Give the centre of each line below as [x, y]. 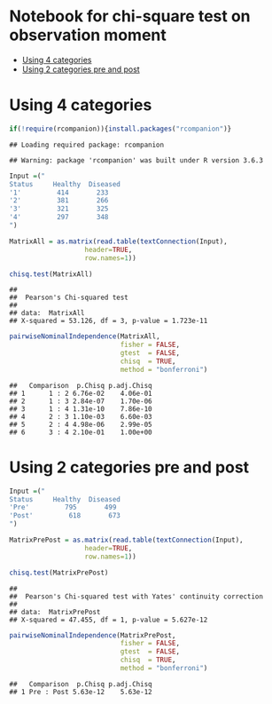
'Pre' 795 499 [63, 508]
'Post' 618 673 [65, 516]
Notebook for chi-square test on [130, 16]
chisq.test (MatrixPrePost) [59, 573]
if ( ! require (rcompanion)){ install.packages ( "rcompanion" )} [120, 129]
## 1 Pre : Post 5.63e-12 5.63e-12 [81, 692]
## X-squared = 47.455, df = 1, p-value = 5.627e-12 [109, 620]
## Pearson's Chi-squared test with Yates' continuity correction [136, 597]
